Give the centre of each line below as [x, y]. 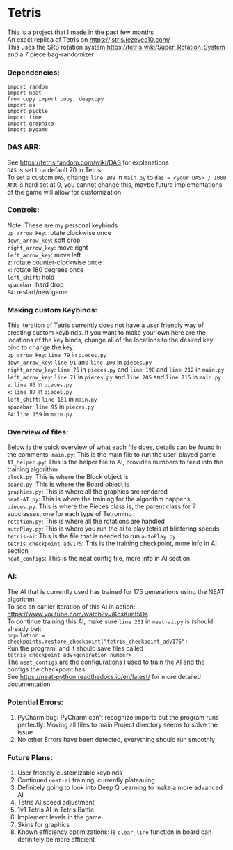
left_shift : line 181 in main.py [52, 400]
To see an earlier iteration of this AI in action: [71, 606]
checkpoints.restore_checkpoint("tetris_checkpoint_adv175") [98, 642]
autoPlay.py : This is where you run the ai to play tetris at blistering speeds [113, 529]
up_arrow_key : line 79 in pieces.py [57, 355]
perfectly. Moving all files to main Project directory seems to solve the [117, 725]
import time [24, 117]
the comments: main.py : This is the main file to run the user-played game [111, 455]
